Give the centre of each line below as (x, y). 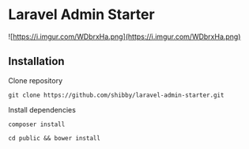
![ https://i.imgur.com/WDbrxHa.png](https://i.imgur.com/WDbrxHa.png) (124, 36)
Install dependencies (42, 109)
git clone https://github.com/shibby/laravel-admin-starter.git (116, 95)
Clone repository (36, 80)
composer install (37, 124)
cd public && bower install (55, 138)
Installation (36, 61)
